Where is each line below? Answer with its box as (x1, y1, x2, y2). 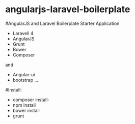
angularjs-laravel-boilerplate (5, 4, 130, 15)
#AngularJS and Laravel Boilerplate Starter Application (5, 20, 120, 26)
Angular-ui (12, 71, 35, 77)
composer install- (12, 97, 50, 103)
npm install (12, 102, 36, 108)
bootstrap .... (12, 77, 40, 83)
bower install (12, 107, 40, 113)
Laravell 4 (12, 30, 34, 36)
